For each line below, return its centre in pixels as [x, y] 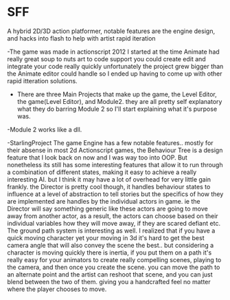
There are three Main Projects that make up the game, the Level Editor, [117, 94]
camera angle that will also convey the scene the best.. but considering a [111, 245]
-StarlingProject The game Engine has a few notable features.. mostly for [111, 142]
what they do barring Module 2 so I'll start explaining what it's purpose [117, 109]
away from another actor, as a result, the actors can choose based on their [113, 216]
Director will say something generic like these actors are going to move [107, 208]
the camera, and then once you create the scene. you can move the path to [114, 267]
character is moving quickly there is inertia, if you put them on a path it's [110, 253]
